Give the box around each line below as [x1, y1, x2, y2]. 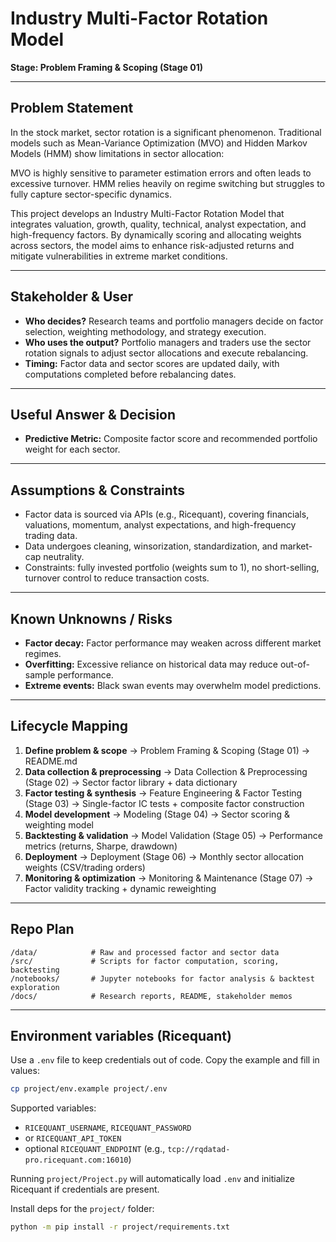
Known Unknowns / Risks [10, 610, 173, 627]
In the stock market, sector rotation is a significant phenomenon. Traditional [10, 126, 322, 138]
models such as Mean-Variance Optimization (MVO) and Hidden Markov [10, 137, 308, 149]
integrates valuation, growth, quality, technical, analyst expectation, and [10, 218, 307, 230]
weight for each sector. [24, 443, 121, 456]
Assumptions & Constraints [10, 482, 186, 499]
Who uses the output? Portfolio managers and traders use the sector [24, 336, 312, 348]
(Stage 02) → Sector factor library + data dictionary [24, 776, 238, 788]
